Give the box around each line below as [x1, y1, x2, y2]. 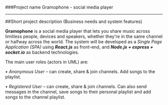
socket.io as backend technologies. [5, 49, 79, 55]
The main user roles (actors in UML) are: [5, 59, 88, 65]
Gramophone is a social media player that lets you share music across [5, 28, 150, 34]
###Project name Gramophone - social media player [5, 4, 113, 10]
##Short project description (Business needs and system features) [5, 18, 142, 24]
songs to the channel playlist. [5, 94, 66, 100]
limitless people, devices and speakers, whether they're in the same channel [5, 33, 163, 39]
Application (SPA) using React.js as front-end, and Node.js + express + [5, 44, 153, 50]
